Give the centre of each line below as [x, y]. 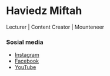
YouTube [25, 67]
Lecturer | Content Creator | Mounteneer [55, 27]
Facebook [27, 61]
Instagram [27, 55]
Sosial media [25, 42]
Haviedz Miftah [44, 11]
